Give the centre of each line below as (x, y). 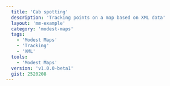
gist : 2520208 (29, 74)
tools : (19, 57)
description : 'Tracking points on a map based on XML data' (88, 18)
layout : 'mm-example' (38, 23)
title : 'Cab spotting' (40, 12)
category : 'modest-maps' (42, 29)
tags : (18, 35)
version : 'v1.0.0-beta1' (42, 68)
